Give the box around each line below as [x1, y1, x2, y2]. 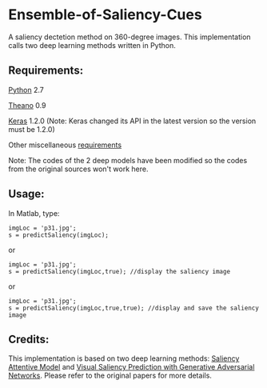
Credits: [8, 332, 50, 346]
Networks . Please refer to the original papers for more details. [8, 370, 212, 381]
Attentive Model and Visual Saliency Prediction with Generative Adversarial [8, 362, 255, 372]
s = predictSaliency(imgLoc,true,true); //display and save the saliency [8, 304, 260, 312]
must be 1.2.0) [8, 124, 56, 134]
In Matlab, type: [8, 208, 60, 218]
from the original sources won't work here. [8, 164, 149, 174]
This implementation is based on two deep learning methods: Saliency [8, 354, 240, 363]
